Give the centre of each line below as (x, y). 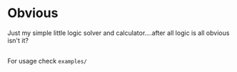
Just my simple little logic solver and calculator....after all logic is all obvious (118, 33)
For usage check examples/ (47, 61)
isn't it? (18, 40)
